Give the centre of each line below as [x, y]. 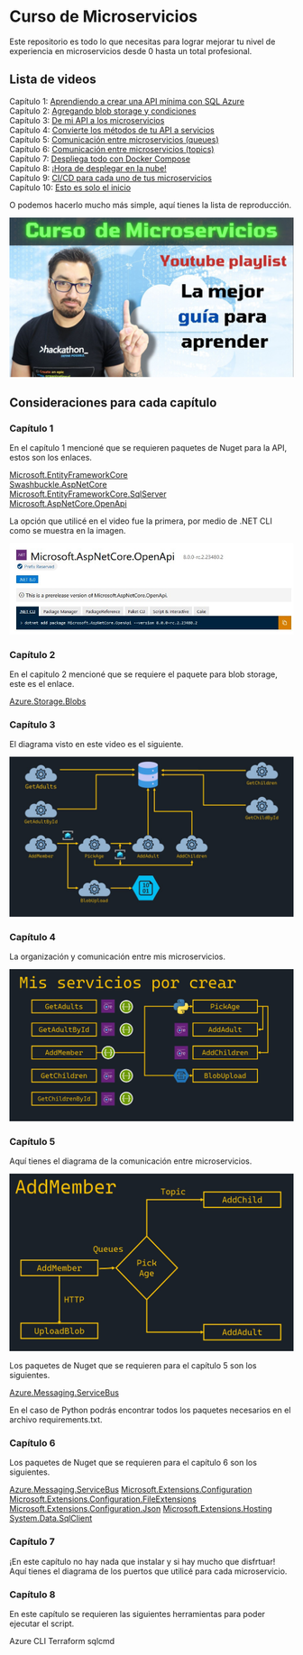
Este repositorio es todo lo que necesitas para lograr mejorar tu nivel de [142, 41]
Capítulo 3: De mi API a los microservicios [87, 120]
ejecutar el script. [42, 1623]
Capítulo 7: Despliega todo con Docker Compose [100, 159]
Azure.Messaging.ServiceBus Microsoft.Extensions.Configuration [131, 1490]
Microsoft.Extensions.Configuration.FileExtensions [103, 1499]
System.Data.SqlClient [51, 1518]
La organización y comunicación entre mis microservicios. [117, 956]
